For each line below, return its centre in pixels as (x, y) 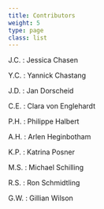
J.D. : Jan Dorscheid (41, 91)
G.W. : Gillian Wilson (41, 198)
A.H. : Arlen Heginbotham (50, 137)
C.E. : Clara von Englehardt (52, 106)
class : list (28, 38)
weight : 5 (24, 23)
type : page (26, 30)
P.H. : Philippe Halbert (44, 122)
